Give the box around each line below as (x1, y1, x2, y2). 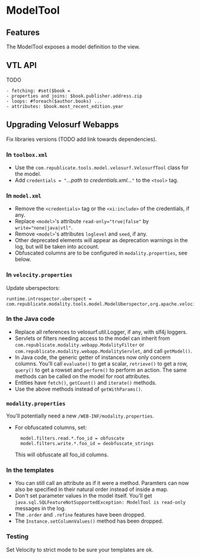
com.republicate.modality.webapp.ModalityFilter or (14, 341, 145, 348)
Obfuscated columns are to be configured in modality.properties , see (14, 249, 187, 257)
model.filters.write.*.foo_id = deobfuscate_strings (20, 441, 154, 447)
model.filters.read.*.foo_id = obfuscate (20, 436, 125, 441)
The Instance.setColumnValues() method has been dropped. (14, 517, 164, 525)
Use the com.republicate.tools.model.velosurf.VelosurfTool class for (14, 163, 189, 171)
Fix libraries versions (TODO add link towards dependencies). (6, 135, 157, 143)
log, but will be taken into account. (14, 243, 99, 251)
